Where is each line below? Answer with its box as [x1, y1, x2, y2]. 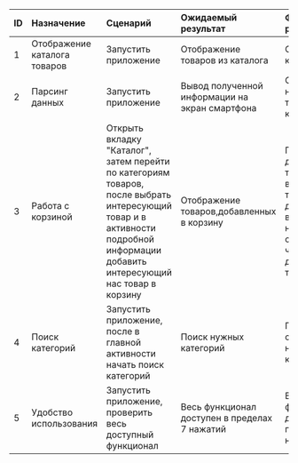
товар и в [106, 211, 146, 223]
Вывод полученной [180, 80, 263, 92]
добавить [106, 255, 147, 267]
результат [180, 22, 226, 35]
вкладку [106, 133, 142, 145]
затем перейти [106, 156, 170, 167]
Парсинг [31, 85, 68, 97]
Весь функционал [180, 401, 257, 412]
